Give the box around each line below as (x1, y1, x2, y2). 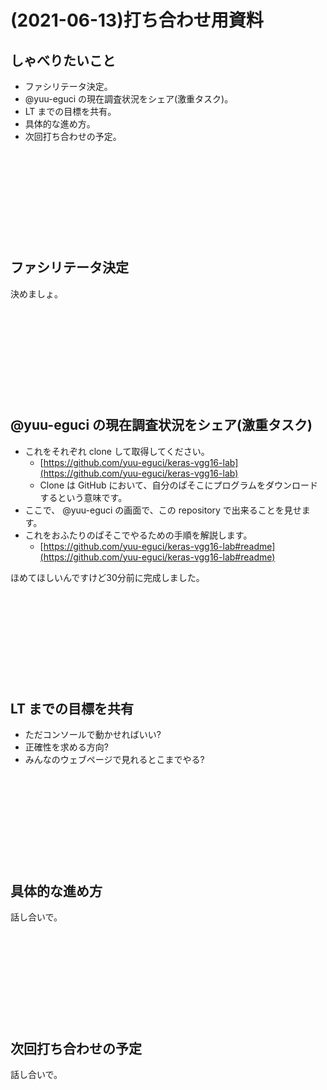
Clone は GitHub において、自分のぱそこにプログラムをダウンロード (39, 479, 318, 491)
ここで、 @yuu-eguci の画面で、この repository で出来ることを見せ (24, 504, 302, 516)
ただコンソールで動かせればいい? (24, 729, 162, 741)
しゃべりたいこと (10, 52, 116, 69)
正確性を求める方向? (24, 741, 109, 753)
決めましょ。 (10, 287, 63, 300)
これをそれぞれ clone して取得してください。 (24, 445, 210, 457)
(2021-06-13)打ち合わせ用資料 (10, 9, 264, 32)
